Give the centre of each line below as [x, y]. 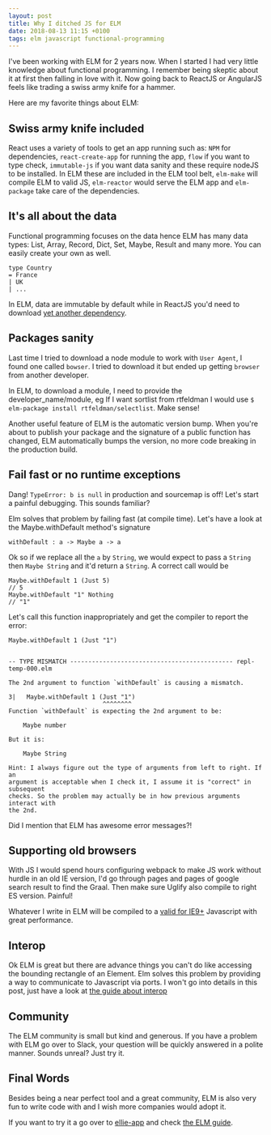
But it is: [27, 739]
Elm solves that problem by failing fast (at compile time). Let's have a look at [135, 518]
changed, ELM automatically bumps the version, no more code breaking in [132, 440]
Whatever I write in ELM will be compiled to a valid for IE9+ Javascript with [133, 912]
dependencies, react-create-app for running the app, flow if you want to [129, 157]
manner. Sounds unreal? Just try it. [67, 1052]
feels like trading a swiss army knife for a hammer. [92, 87]
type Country [30, 268]
